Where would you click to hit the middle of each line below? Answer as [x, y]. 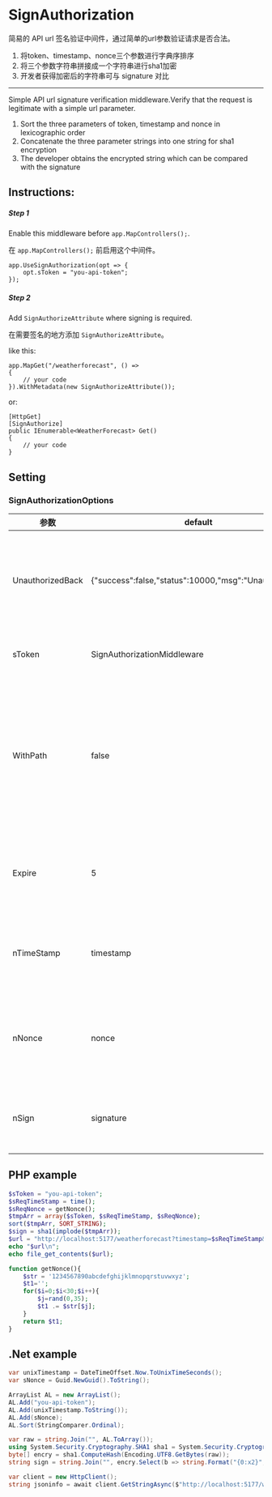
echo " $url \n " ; [34, 1246]
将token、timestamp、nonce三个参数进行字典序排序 [107, 55]
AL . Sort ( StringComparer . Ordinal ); [67, 1425]
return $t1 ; [43, 1321]
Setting [27, 477]
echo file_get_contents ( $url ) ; [61, 1254]
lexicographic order [53, 132]
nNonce [28, 1038]
